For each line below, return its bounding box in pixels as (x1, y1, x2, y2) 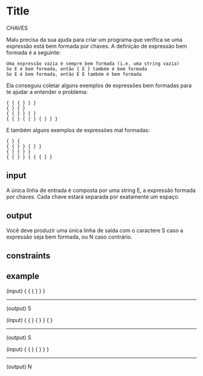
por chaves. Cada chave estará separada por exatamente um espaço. (6, 193, 180, 200)
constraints (6, 250, 51, 261)
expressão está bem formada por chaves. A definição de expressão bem (6, 42, 187, 50)
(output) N (6, 363, 32, 370)
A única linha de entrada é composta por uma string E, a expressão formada (6, 186, 196, 194)
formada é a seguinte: (6, 48, 61, 56)
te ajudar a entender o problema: (6, 88, 88, 95)
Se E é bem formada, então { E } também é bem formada (6, 65, 147, 72)
